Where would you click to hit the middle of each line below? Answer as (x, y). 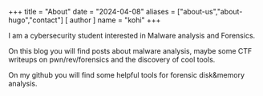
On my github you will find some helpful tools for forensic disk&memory (127, 75)
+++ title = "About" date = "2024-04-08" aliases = (92, 12)
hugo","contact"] (36, 20)
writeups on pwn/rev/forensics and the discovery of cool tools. (112, 60)
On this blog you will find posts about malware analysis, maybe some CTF (130, 51)
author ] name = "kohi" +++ (115, 20)
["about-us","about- (210, 12)
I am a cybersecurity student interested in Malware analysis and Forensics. (132, 36)
